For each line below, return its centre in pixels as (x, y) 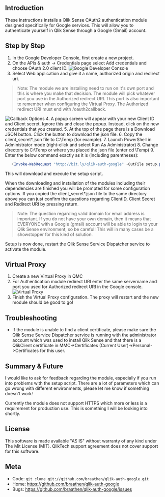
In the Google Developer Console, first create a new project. (73, 58)
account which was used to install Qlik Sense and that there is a (77, 340)
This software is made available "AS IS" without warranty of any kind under (81, 441)
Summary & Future (34, 366)
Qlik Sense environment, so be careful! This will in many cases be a (85, 229)
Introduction (25, 8)
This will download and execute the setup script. (54, 174)
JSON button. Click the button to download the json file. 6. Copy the (74, 134)
